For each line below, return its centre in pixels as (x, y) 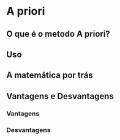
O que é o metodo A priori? (58, 34)
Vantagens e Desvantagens (60, 96)
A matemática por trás (50, 76)
